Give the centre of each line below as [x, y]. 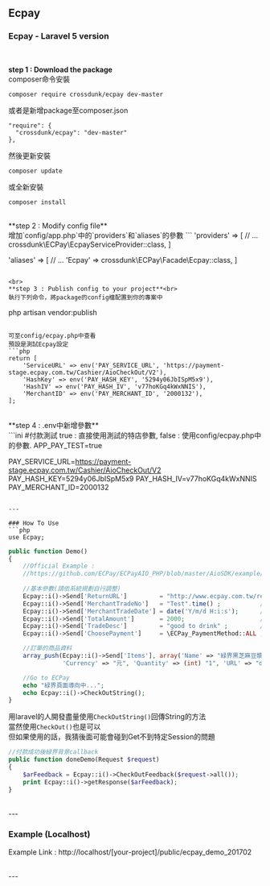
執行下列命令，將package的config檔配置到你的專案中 [86, 297]
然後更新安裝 [29, 156]
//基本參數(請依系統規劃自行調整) [72, 589]
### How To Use [34, 523]
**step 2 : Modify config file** [58, 226]
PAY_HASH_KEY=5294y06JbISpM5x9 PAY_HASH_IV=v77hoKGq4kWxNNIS [133, 478]
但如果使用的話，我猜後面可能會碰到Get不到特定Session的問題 [112, 737]
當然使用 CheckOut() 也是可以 [55, 727]
